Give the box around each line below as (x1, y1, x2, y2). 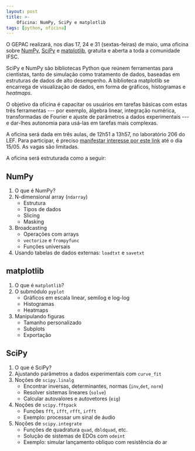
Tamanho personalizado (23, 319, 82, 326)
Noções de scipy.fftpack (14, 401, 77, 408)
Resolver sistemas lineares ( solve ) (23, 388, 107, 395)
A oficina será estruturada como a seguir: (6, 154, 107, 161)
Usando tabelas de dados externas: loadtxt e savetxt (14, 249, 145, 256)
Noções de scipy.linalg (14, 376, 74, 383)
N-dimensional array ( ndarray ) (14, 194, 88, 201)
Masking (23, 218, 45, 225)
